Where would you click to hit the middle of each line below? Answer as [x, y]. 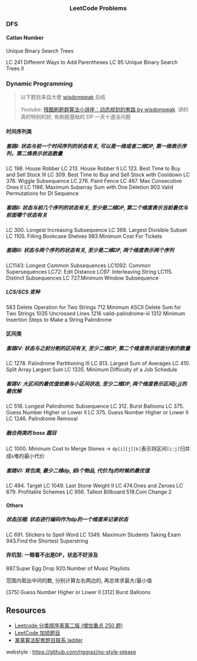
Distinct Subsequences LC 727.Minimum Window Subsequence [82, 278]
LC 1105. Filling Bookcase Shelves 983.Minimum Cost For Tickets [84, 236]
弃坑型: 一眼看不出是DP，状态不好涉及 [52, 555]
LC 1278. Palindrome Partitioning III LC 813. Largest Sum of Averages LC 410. [98, 363]
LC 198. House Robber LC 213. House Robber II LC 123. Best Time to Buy [93, 168]
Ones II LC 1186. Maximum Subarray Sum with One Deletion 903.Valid [90, 187]
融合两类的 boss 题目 [31, 432]
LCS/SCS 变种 [23, 292]
